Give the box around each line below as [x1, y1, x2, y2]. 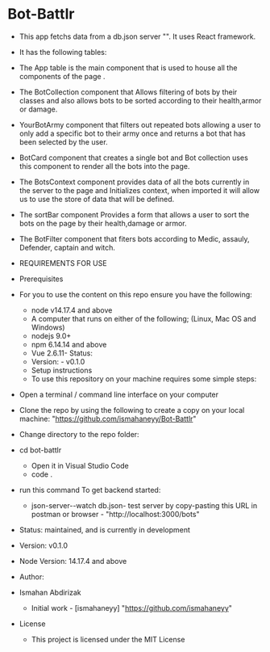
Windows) [31, 322, 65, 332]
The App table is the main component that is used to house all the [19, 62, 238, 73]
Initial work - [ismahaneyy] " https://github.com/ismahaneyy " [31, 603, 233, 612]
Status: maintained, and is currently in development [19, 524, 191, 534]
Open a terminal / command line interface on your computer [19, 389, 219, 399]
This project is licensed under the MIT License [31, 634, 185, 644]
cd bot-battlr [19, 445, 62, 455]
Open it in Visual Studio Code [31, 461, 130, 470]
